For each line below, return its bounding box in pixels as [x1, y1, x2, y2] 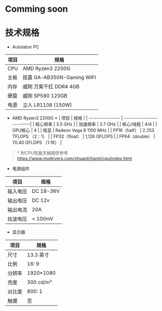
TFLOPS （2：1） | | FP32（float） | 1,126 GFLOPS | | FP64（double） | [12, 133, 155, 139]
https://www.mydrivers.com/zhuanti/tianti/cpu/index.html [17, 155, 133, 161]
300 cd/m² [27, 279, 52, 285]
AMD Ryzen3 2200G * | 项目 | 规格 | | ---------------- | [12, 115, 123, 121]
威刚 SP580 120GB [22, 92, 67, 99]
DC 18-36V [32, 188, 60, 195]
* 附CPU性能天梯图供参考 [17, 150, 68, 156]
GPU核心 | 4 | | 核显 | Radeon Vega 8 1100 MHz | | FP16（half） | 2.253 [12, 128, 155, 133]
